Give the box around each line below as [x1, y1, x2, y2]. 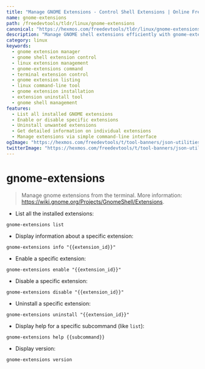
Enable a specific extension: [15, 254, 87, 262]
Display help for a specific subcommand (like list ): [15, 322, 145, 329]
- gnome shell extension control [12, 54, 97, 60]
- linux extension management [12, 60, 88, 66]
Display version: [15, 345, 56, 352]
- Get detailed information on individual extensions [12, 128, 151, 134]
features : [6, 105, 32, 112]
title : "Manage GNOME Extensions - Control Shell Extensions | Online [6, 9, 190, 15]
